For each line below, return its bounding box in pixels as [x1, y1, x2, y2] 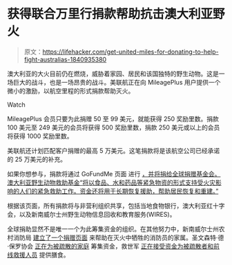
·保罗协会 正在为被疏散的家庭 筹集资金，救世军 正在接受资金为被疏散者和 [7, 242, 214, 250]
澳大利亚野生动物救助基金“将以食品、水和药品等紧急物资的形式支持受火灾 [7, 178, 216, 187]
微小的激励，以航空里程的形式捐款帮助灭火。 [7, 87, 135, 95]
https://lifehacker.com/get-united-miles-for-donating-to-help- [42, 47, 219, 56]
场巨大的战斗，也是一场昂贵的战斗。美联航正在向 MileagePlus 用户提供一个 [7, 78, 221, 86]
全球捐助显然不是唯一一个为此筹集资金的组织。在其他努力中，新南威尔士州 [7, 224, 219, 233]
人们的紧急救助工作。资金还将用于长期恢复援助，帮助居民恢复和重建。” [19, 187, 219, 195]
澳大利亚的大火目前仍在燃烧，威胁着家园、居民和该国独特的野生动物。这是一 [7, 70, 225, 78]
